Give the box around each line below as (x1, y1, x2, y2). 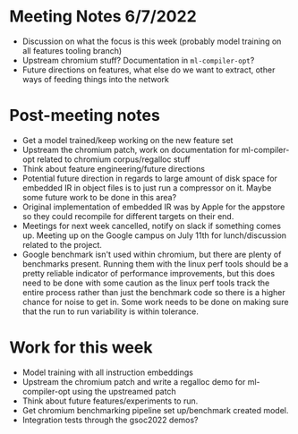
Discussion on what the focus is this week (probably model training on (21, 36, 282, 47)
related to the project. (21, 239, 103, 250)
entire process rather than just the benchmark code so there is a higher (21, 286, 285, 297)
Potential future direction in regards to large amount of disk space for (21, 173, 277, 183)
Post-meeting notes (9, 106, 161, 126)
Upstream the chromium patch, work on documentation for (21, 144, 240, 155)
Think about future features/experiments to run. (21, 396, 199, 406)
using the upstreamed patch (72, 386, 176, 396)
